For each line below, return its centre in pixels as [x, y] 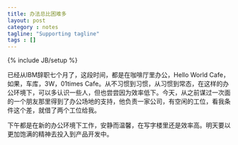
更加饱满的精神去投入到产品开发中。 [60, 134]
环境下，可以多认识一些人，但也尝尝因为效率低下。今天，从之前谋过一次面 [122, 93]
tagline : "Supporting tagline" [53, 34]
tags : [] [22, 40]
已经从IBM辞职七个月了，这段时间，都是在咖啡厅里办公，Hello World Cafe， [119, 75]
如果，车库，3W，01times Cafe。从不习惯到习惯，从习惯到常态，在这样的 [115, 84]
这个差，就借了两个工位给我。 [57, 110]
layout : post [27, 21]
